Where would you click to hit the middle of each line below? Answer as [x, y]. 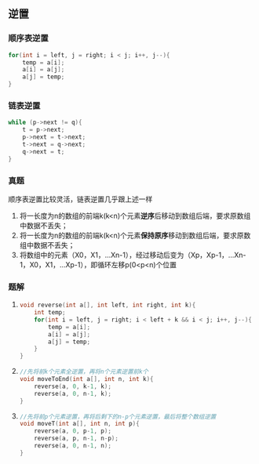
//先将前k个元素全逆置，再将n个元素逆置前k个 [84, 372]
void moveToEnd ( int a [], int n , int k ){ [86, 379]
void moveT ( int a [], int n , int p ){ [79, 424]
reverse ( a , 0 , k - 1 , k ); [73, 386]
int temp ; [50, 313]
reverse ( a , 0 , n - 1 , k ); [73, 393]
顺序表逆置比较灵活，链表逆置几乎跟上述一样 [80, 199]
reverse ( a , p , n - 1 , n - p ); [77, 439]
